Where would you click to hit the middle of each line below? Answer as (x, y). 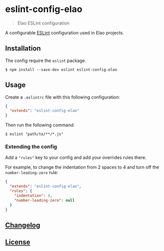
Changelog (23, 225)
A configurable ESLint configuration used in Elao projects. (64, 32)
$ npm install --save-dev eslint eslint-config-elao (61, 69)
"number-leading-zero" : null (44, 200)
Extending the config (31, 147)
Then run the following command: (40, 125)
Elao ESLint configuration (43, 23)
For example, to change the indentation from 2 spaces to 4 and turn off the (82, 167)
